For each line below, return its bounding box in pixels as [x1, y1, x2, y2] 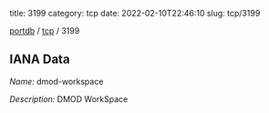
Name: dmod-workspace [9, 76, 104, 87]
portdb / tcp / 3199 [9, 26, 80, 36]
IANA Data [9, 52, 70, 67]
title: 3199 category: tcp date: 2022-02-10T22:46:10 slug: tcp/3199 [9, 8, 261, 18]
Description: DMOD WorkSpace [9, 93, 129, 104]
